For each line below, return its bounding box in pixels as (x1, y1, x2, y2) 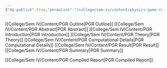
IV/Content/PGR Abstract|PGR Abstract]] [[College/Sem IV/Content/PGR (5, 26, 153, 32)
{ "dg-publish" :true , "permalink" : (5, 7, 75, 12)
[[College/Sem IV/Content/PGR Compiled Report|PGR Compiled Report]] (5, 57, 153, 63)
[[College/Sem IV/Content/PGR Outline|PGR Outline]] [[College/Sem (5, 21, 144, 27)
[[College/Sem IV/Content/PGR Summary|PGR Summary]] (5, 47, 123, 53)
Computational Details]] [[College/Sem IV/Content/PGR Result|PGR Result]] (5, 42, 159, 48)
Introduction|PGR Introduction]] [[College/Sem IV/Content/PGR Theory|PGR (5, 31, 160, 37)
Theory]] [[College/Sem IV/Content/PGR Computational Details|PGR (5, 37, 144, 43)
